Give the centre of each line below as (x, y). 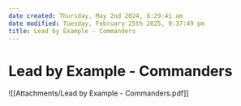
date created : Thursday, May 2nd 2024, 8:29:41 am (96, 16)
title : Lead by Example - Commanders (72, 31)
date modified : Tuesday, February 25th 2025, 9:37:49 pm (107, 23)
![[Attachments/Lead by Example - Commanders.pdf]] (99, 93)
